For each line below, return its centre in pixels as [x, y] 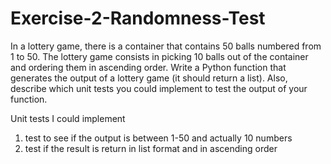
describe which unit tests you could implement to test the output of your [159, 88]
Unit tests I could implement [68, 118]
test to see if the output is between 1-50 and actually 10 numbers [158, 138]
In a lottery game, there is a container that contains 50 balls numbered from [166, 46]
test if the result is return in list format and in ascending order [151, 148]
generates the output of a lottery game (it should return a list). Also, [149, 78]
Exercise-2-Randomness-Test [138, 18]
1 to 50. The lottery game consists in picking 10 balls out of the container [159, 56]
